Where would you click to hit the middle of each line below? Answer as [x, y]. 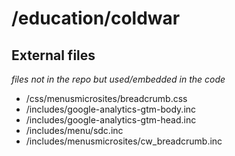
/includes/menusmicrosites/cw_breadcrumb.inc [124, 141]
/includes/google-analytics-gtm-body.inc [111, 109]
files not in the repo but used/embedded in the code [118, 79]
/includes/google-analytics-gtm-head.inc [111, 120]
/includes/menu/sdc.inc [74, 130]
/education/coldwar [96, 18]
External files [53, 55]
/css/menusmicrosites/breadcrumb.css [106, 98]
